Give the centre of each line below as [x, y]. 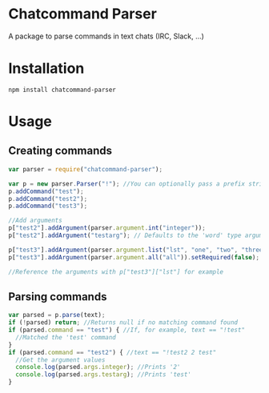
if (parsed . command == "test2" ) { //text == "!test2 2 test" [112, 352]
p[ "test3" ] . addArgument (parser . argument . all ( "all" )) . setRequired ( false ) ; [134, 257]
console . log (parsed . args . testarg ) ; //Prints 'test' [104, 375]
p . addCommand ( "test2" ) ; [48, 199]
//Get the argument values [60, 360]
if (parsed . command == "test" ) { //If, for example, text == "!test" [127, 330]
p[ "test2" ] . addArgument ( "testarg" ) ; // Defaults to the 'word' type [125, 235]
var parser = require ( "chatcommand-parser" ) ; [85, 169]
